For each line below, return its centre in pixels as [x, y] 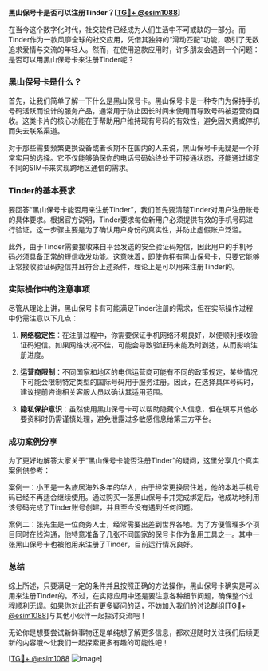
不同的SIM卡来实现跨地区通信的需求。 [71, 168]
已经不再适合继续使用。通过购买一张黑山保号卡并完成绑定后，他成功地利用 [137, 498]
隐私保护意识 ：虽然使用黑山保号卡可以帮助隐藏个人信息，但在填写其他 [135, 409]
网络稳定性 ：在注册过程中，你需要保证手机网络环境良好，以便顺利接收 [135, 335]
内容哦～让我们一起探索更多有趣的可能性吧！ [95, 643]
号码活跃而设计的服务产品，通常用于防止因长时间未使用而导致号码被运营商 [130, 111]
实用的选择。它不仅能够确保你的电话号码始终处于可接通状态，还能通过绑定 [137, 158]
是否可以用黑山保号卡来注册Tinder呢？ [71, 60]
